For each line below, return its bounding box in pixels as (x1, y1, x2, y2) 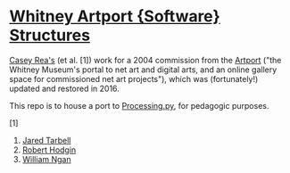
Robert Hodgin (21, 144, 77, 155)
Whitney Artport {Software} (9, 6, 220, 27)
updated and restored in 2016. (9, 83, 120, 94)
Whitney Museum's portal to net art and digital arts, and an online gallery (9, 64, 278, 75)
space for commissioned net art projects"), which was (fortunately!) (9, 73, 259, 84)
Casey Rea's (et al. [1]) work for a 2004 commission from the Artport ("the (9, 54, 282, 65)
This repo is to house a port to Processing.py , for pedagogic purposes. (9, 100, 269, 111)
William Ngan (21, 153, 71, 164)
